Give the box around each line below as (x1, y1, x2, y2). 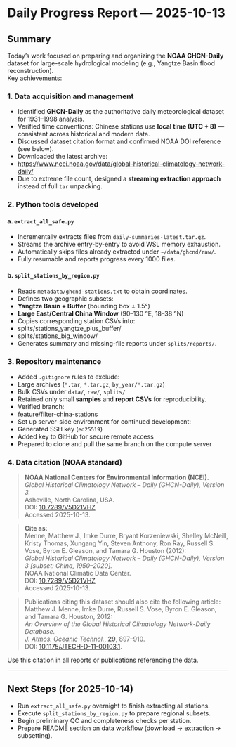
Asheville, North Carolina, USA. (24, 495, 114, 504)
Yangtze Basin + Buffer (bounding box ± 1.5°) (17, 301, 151, 310)
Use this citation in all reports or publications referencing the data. (7, 656, 199, 665)
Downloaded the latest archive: (17, 152, 107, 161)
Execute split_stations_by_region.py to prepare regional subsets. (17, 709, 211, 717)
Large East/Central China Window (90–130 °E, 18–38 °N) (17, 309, 184, 318)
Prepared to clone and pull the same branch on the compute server (17, 439, 212, 448)
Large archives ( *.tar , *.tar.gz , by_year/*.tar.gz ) (17, 379, 165, 388)
